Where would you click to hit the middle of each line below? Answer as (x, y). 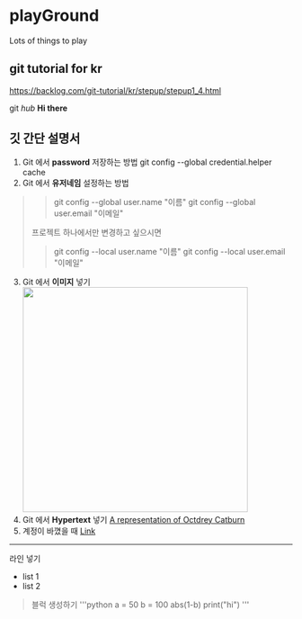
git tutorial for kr (56, 69)
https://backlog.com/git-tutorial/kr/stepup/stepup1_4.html (115, 90)
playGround (54, 16)
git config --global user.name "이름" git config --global (155, 202)
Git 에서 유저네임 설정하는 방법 (75, 183)
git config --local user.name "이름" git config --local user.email (169, 251)
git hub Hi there (39, 108)
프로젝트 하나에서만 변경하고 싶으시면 (96, 232)
